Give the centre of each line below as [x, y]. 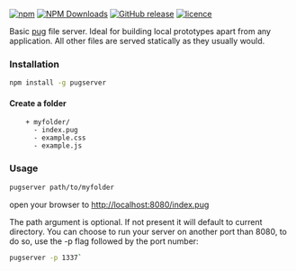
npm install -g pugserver [58, 83]
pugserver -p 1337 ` [46, 257]
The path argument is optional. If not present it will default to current [136, 221]
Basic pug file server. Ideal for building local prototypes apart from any [140, 31]
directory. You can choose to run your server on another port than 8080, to [148, 231]
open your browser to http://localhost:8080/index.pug [109, 204]
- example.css [60, 138]
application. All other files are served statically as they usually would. [137, 41]
